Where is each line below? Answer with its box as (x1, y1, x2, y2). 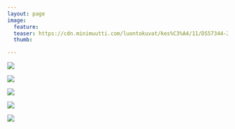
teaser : (13, 29, 36, 37)
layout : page (7, 10, 45, 18)
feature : (13, 23, 39, 30)
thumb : (13, 36, 33, 43)
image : (7, 17, 27, 24)
